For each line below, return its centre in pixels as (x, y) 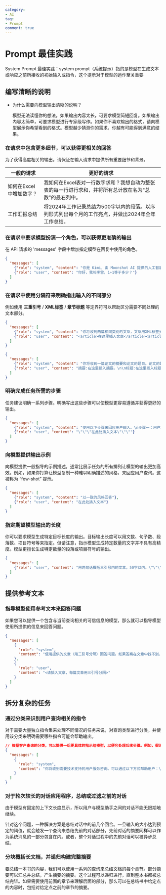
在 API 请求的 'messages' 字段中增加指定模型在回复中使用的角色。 (72, 249)
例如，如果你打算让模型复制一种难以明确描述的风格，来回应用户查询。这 (87, 473)
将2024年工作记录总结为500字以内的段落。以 (97, 207)
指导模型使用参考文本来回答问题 (43, 609)
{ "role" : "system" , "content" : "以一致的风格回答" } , (66, 497)
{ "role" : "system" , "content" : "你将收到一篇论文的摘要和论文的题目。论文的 (87, 364)
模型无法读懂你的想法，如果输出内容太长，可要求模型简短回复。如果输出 (86, 115)
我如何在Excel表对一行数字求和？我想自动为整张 (100, 182)
